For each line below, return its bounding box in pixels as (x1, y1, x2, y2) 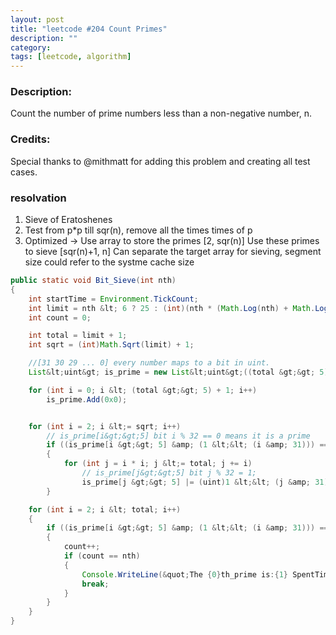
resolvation (10, 191, 67, 205)
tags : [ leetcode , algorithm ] (10, 52, 132, 62)
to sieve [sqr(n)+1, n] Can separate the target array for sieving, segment (24, 246, 322, 258)
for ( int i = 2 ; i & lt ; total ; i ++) (28, 504, 182, 515)
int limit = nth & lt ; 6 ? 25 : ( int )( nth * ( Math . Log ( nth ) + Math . (28, 303, 316, 313)
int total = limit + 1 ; (28, 331, 128, 341)
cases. (10, 166, 38, 178)
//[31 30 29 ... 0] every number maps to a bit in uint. (28, 358, 271, 368)
